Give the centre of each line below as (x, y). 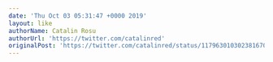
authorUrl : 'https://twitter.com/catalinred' (87, 38)
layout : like (30, 23)
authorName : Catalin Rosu (52, 31)
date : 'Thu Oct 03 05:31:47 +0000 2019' (78, 16)
